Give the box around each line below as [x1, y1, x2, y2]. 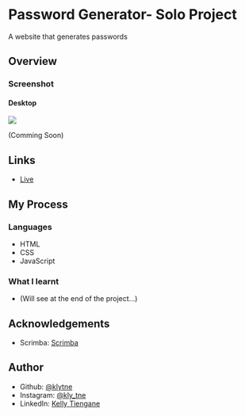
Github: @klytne [19, 382, 73, 391]
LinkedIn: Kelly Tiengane [19, 399, 101, 408]
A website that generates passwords [8, 32, 128, 41]
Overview [8, 55, 58, 68]
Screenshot [8, 78, 54, 90]
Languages [8, 221, 53, 232]
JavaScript [19, 256, 56, 265]
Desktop [8, 97, 37, 108]
